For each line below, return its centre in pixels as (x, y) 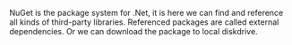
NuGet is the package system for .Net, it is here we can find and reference (146, 13)
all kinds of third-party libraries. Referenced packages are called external (144, 22)
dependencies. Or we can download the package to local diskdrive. (133, 31)
